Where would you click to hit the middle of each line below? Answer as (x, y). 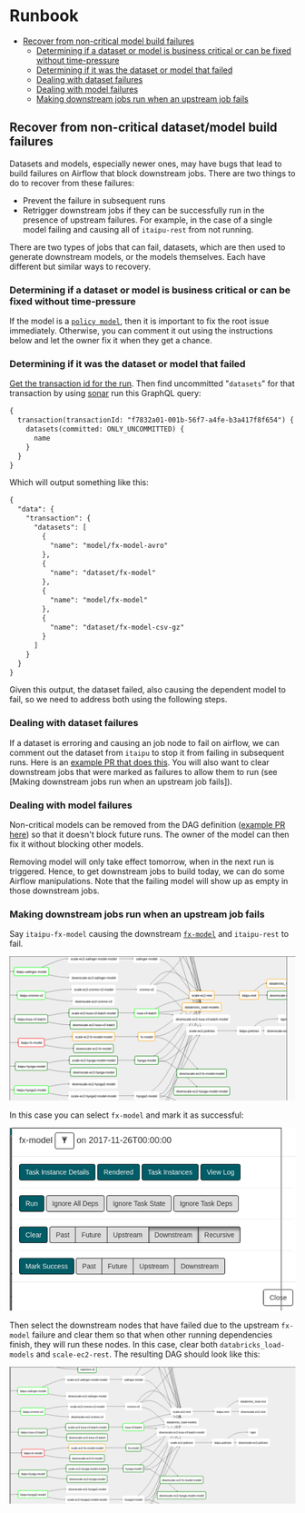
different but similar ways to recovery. (80, 266)
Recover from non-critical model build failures (108, 41)
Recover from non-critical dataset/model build (143, 128)
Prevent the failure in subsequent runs (94, 200)
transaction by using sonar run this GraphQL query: (105, 393)
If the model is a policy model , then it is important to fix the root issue (139, 321)
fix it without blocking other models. (77, 844)
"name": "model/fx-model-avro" (109, 546)
